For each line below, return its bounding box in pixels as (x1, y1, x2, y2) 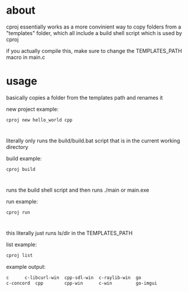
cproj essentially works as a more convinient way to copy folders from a (6, 23, 181, 30)
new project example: (6, 105, 59, 113)
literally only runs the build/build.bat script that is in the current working (6, 137, 180, 144)
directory (6, 143, 28, 150)
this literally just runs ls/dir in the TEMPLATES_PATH (6, 230, 133, 237)
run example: (6, 198, 38, 205)
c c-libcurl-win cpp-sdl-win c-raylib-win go (6, 274, 142, 281)
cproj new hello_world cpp (6, 117, 73, 123)
